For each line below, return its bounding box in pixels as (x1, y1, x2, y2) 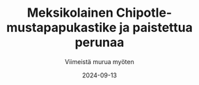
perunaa (74, 35, 125, 50)
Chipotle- (116, 5, 173, 21)
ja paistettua (119, 20, 193, 36)
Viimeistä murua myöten (65, 57, 134, 65)
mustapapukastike (6, 20, 117, 36)
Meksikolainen (26, 5, 113, 21)
